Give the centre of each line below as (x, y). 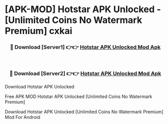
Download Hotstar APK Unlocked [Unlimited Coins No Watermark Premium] (84, 112)
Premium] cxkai (39, 31)
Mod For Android (22, 117)
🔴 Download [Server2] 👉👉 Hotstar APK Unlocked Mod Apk (85, 74)
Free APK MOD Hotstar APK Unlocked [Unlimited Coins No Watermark (79, 96)
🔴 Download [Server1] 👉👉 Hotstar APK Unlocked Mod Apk (85, 47)
